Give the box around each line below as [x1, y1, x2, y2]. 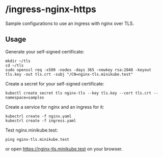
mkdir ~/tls [5, 58, 31, 64]
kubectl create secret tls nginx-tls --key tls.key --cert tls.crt [5, 90, 152, 96]
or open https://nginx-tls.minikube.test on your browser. [5, 146, 123, 152]
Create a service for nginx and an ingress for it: [5, 104, 104, 110]
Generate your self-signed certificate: [5, 48, 85, 54]
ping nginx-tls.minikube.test [5, 137, 70, 142]
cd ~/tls [5, 62, 24, 68]
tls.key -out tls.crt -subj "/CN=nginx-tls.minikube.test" [5, 72, 133, 77]
